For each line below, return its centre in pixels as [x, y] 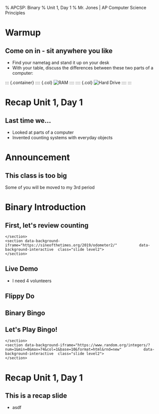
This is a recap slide [36, 396]
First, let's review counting [47, 225]
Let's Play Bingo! [31, 329]
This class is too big [36, 175]
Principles [15, 13]
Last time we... [28, 120]
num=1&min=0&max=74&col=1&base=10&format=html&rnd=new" [63, 350]
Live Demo [22, 269]
